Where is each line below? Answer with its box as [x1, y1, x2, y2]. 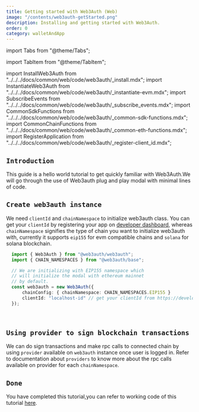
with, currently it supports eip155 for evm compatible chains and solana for [6, 234, 189, 241]
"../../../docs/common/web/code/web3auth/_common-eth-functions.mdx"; [6, 127, 188, 134]
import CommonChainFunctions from [6, 120, 97, 127]
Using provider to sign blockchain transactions [6, 328, 190, 337]
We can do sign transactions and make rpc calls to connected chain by [6, 343, 179, 350]
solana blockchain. [6, 239, 52, 247]
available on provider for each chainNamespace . [6, 362, 120, 369]
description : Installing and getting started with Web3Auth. [6, 20, 161, 25]
